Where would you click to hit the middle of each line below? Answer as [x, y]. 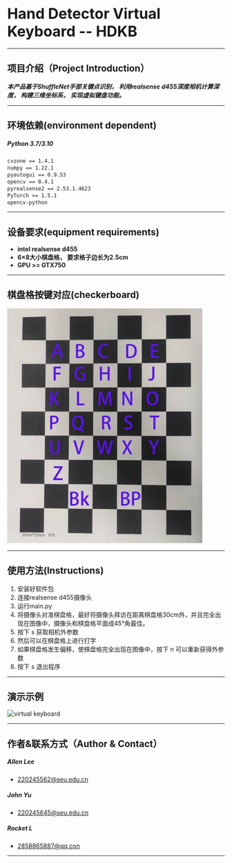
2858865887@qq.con [49, 846]
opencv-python [28, 203]
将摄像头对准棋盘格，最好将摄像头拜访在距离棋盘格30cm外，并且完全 [116, 614]
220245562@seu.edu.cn [52, 779]
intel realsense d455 [47, 249]
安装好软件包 [35, 588]
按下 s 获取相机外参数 [48, 632]
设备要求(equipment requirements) [84, 232]
